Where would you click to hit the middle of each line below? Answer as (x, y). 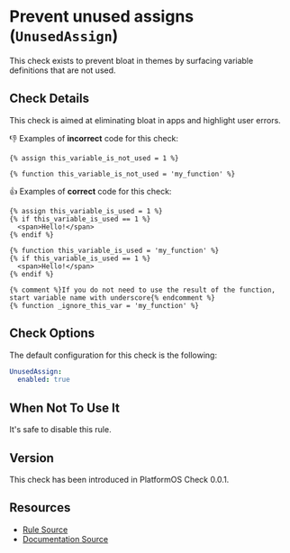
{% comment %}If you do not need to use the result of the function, (143, 290)
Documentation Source (65, 539)
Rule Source (45, 530)
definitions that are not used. (63, 70)
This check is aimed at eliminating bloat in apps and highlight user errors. (145, 120)
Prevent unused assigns (102, 17)
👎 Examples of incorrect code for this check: (94, 138)
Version (32, 458)
